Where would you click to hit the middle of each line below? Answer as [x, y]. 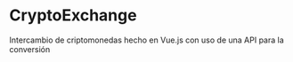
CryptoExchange [73, 15]
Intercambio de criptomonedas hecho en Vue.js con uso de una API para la [147, 40]
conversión [30, 49]
